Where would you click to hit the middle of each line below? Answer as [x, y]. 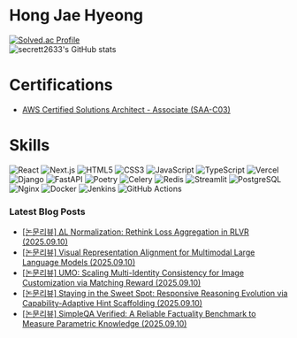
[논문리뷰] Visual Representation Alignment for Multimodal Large [138, 252]
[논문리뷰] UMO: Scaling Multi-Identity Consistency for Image [133, 273]
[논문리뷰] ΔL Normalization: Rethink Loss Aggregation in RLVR [135, 232]
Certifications [61, 85]
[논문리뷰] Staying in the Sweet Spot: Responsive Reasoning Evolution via [155, 294]
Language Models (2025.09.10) [78, 263]
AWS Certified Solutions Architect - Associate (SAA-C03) [126, 109]
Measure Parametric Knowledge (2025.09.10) [104, 324]
